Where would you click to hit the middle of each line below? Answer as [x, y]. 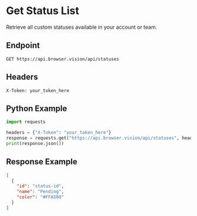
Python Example [37, 108]
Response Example [42, 162]
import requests [26, 122]
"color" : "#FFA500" [40, 197]
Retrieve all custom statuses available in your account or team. [81, 27]
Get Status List [43, 11]
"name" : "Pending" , [40, 192]
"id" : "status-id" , [40, 186]
